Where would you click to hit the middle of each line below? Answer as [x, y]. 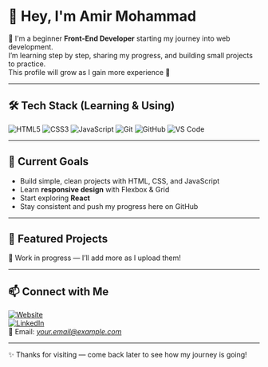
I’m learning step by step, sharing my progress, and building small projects [131, 55]
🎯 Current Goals [49, 162]
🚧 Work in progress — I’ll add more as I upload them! [95, 258]
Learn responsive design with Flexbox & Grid [95, 189]
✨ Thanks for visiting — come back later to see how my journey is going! [128, 355]
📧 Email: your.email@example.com [65, 332]
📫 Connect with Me [59, 292]
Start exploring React [55, 198]
